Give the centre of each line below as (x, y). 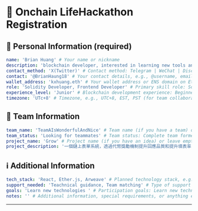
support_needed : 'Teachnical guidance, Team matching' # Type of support (99, 185)
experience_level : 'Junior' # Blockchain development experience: (89, 93)
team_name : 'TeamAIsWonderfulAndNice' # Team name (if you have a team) (97, 130)
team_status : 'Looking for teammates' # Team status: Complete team (92, 136)
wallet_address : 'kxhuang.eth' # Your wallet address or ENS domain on (96, 82)
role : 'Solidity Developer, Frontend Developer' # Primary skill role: (96, 87)
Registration (37, 24)
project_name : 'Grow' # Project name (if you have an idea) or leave (93, 141)
